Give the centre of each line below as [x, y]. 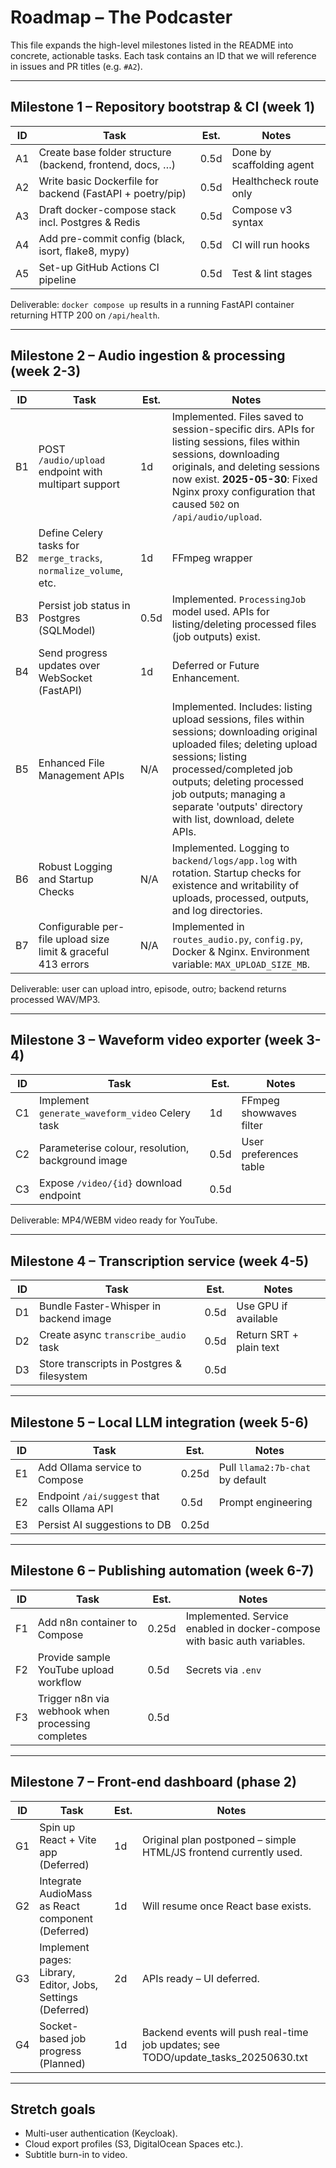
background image [83, 1161]
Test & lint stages [272, 273]
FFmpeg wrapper [212, 558]
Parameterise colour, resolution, [114, 1148]
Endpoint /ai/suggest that [99, 1496]
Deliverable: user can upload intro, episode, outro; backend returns [148, 988]
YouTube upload [76, 1669]
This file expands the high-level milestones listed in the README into [152, 45]
